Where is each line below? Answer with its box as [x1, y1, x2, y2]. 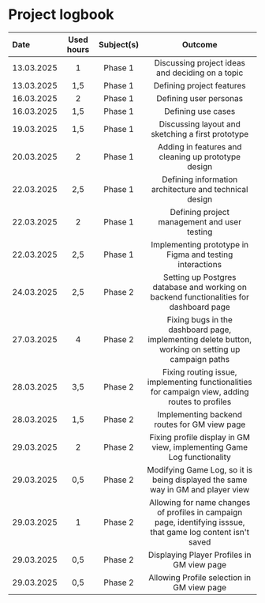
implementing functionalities [147, 376, 252, 387]
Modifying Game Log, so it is [147, 464, 253, 475]
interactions [177, 258, 222, 269]
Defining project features [153, 80, 246, 91]
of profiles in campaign [157, 507, 243, 518]
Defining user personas [156, 92, 243, 104]
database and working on [152, 281, 247, 292]
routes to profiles [168, 396, 232, 407]
